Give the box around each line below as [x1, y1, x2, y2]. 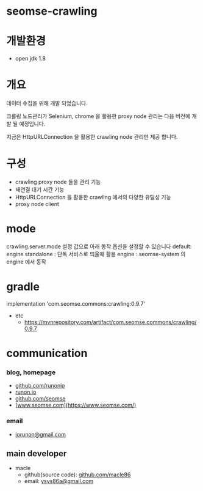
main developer [6, 448, 67, 459]
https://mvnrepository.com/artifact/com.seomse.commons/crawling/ [24, 318, 197, 325]
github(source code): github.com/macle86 [24, 471, 131, 478]
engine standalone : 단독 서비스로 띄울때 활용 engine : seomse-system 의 [6, 250, 186, 257]
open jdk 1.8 [15, 55, 46, 62]
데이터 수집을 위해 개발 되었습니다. [6, 100, 88, 107]
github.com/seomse [15, 395, 66, 402]
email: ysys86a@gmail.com [24, 478, 94, 485]
